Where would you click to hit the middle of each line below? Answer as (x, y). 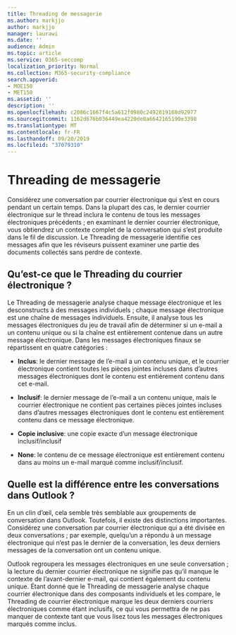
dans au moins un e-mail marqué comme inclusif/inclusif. (100, 462)
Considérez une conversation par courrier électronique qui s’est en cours (113, 200)
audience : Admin (31, 47)
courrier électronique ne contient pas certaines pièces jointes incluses (119, 405)
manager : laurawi (33, 34)
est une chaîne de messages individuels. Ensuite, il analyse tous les (105, 317)
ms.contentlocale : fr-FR (44, 132)
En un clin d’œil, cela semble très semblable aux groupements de (102, 512)
